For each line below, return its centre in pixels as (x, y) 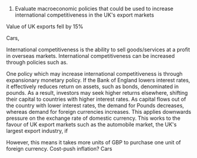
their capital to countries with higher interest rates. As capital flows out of (96, 99)
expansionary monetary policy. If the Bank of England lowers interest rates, (98, 80)
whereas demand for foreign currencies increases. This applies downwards (99, 112)
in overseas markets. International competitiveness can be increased (90, 56)
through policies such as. (37, 62)
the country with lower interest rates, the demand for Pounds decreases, (95, 106)
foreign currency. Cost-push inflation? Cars (59, 149)
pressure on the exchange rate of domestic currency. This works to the (93, 118)
